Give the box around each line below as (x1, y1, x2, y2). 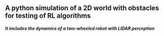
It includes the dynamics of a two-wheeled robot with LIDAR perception (5, 25, 155, 31)
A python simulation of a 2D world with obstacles (5, 4, 159, 12)
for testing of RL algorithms (5, 12, 91, 20)
